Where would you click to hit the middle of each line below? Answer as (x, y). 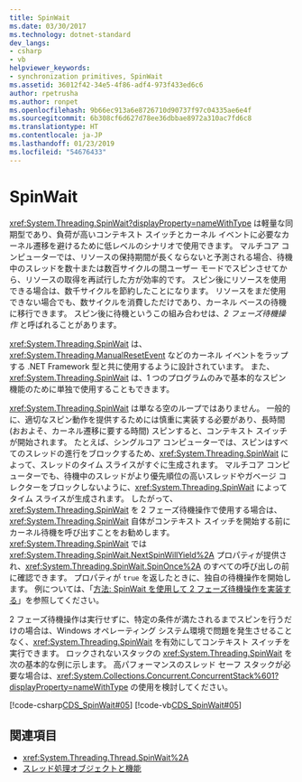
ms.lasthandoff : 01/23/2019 (62, 144)
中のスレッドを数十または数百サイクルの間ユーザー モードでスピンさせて (144, 268)
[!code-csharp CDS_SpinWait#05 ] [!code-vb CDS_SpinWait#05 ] (125, 704)
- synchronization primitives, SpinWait (87, 77)
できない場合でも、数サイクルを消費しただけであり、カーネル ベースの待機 (148, 302)
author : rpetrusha (44, 93)
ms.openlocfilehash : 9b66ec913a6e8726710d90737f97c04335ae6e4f (131, 110)
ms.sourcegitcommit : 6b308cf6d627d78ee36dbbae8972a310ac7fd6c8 (131, 118)
